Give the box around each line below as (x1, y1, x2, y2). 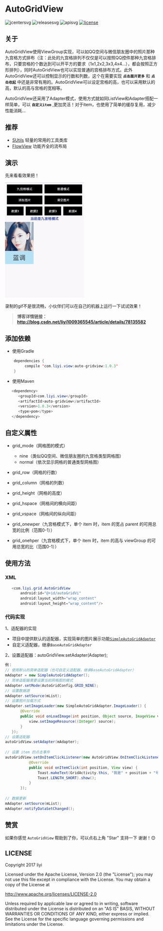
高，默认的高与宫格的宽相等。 (5, 85, 65, 91)
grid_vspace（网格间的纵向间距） (12, 511, 79, 517)
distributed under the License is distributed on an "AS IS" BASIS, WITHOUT (5, 906, 155, 912)
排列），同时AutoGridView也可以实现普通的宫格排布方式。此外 (9, 67, 133, 72)
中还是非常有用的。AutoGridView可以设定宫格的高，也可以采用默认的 (16, 79, 155, 85)
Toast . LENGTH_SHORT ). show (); (37, 775, 97, 780)
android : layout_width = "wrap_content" (20, 596, 97, 601)
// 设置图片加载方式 (5, 698, 41, 703)
